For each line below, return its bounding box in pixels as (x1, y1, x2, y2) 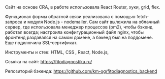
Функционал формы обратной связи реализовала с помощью (5, 14, 135, 19)
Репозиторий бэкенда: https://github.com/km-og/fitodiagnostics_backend (5, 68, 158, 74)
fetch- (136, 14, 149, 19)
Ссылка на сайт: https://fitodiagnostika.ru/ (5, 59, 92, 64)
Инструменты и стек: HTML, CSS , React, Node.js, (5, 49, 109, 55)
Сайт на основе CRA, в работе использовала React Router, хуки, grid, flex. (5, 4, 161, 10)
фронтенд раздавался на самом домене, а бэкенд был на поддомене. (5, 34, 153, 40)
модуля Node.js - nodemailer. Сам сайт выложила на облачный (27, 19, 160, 25)
